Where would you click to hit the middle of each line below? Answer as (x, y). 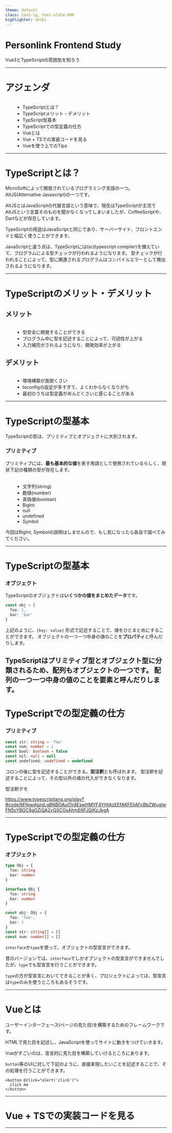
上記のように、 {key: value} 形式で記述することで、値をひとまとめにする (82, 630)
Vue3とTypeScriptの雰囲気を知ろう (43, 60)
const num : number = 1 (29, 747)
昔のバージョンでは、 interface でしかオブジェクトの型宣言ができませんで (83, 958)
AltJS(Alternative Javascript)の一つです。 (49, 195)
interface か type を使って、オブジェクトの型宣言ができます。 (69, 947)
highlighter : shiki (26, 20)
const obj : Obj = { (26, 913)
